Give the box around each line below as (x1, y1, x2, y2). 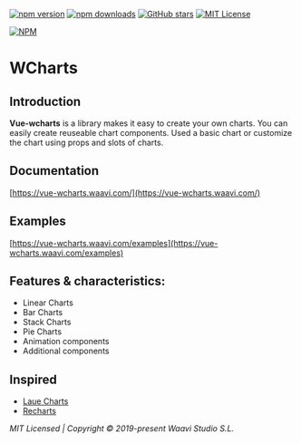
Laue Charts (22, 396, 69, 407)
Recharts (22, 406, 57, 417)
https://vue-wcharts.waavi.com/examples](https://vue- (12, 237, 218, 248)
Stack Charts (22, 317, 72, 328)
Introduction (9, 93, 82, 109)
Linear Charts (22, 297, 74, 308)
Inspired (9, 371, 57, 387)
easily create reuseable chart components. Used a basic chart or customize (9, 128, 293, 138)
